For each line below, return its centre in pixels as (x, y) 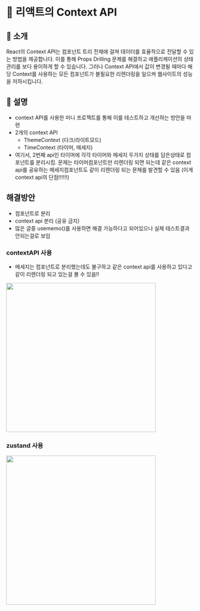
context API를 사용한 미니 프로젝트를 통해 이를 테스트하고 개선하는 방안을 (100, 118)
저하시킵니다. (28, 81)
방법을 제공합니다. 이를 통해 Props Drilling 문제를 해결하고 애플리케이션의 (97, 59)
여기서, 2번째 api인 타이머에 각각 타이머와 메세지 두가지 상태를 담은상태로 (100, 155)
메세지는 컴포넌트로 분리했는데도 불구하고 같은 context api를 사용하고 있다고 (104, 267)
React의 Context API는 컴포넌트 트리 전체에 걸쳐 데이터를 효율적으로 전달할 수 (97, 52)
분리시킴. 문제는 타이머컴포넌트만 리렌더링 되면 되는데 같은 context (113, 162)
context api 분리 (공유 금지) (47, 221)
